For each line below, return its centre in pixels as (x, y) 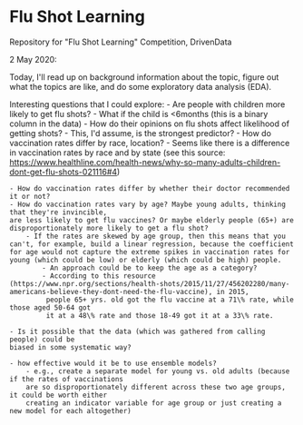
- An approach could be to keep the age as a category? (150, 268)
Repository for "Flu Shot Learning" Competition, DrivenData (121, 42)
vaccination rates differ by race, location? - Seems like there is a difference (150, 143)
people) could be (42, 339)
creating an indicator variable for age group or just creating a (154, 403)
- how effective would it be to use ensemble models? (113, 363)
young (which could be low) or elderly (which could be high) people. (146, 260)
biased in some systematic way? (70, 347)
